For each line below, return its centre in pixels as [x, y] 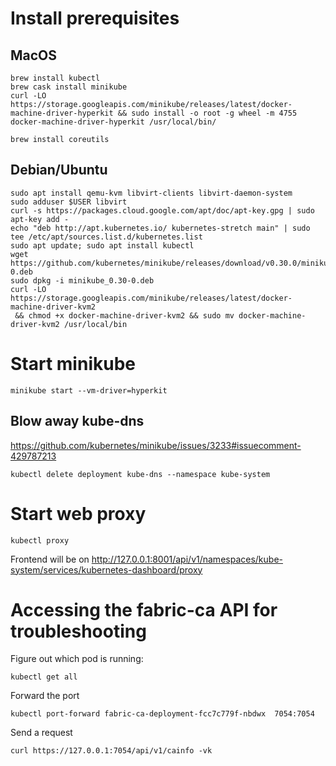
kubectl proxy [40, 540]
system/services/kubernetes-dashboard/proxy [106, 569]
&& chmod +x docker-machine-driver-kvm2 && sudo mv [124, 315]
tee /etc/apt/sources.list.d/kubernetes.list [106, 237]
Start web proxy [78, 513]
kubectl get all [44, 677]
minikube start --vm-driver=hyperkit [89, 390]
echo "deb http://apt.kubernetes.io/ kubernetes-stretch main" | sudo [160, 228]
